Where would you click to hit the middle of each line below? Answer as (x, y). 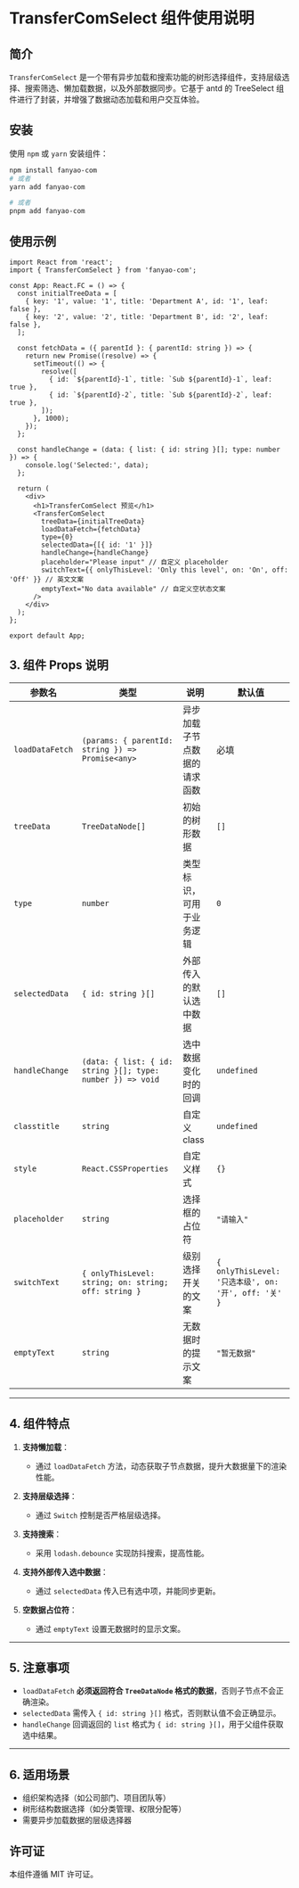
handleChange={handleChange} (95, 553)
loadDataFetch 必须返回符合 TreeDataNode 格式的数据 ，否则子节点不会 (149, 1691)
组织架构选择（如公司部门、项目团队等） (96, 1798)
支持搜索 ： (42, 1534)
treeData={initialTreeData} (93, 522)
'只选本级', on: (248, 1282)
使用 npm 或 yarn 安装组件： (59, 153)
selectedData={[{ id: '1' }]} (97, 545)
